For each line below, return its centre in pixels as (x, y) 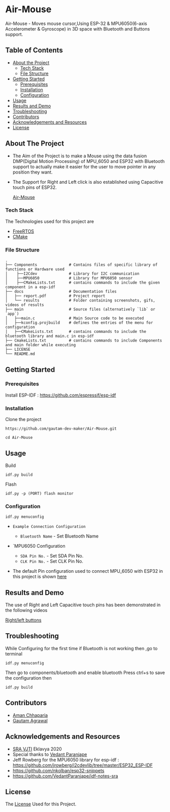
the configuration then (29, 678)
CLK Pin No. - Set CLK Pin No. (52, 562)
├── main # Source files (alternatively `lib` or (80, 310)
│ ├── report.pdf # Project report (55, 296)
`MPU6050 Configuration (39, 546)
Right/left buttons (23, 620)
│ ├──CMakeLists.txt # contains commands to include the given (82, 283)
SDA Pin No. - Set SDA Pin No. (52, 556)
